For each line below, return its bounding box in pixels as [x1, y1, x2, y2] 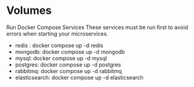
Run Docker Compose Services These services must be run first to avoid [6, 24, 189, 31]
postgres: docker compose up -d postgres [15, 61, 121, 68]
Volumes [6, 4, 52, 18]
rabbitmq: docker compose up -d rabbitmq [15, 67, 122, 74]
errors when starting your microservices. [6, 30, 109, 37]
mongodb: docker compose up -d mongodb [15, 48, 125, 55]
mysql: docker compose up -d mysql [15, 54, 107, 62]
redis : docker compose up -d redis [15, 42, 104, 49]
